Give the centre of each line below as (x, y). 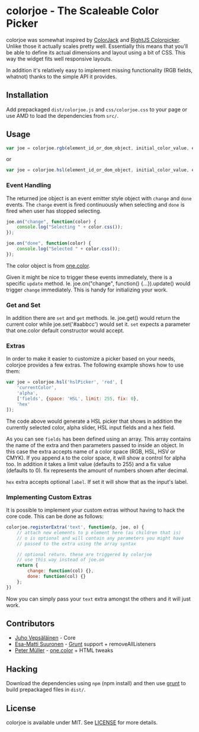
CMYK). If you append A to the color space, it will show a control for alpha (96, 458)
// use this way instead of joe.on (61, 560)
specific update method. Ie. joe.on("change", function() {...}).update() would (98, 283)
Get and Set (23, 305)
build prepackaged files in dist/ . (46, 690)
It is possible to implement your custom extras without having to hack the (95, 510)
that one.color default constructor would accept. (65, 330)
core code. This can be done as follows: (55, 516)
